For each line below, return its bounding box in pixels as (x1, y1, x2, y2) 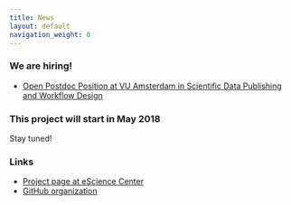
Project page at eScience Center (22, 176, 145, 187)
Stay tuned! (9, 133, 52, 144)
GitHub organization (22, 186, 98, 197)
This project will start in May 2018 (9, 112, 161, 125)
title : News (9, 13, 54, 23)
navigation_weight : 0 (9, 30, 91, 39)
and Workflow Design (22, 89, 104, 100)
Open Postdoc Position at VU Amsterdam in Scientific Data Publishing (22, 80, 282, 91)
